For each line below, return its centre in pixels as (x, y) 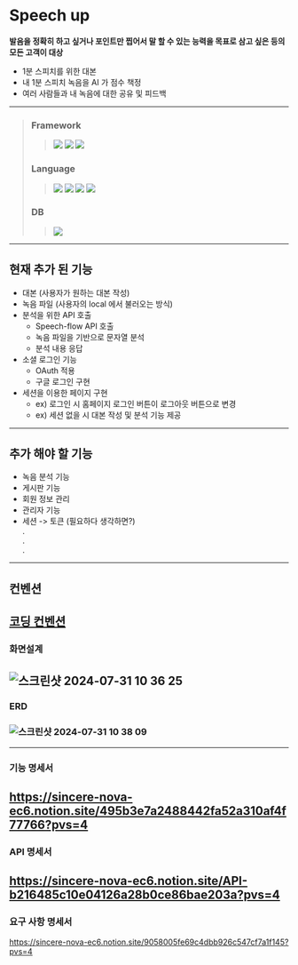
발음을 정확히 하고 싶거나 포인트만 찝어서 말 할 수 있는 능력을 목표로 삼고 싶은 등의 (147, 41)
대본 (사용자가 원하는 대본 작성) (76, 292)
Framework (56, 125)
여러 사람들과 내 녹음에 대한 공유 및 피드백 (94, 93)
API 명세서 (31, 852)
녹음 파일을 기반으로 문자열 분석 (90, 337)
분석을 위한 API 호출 (57, 315)
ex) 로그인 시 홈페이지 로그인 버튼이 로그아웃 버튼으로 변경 (136, 403)
